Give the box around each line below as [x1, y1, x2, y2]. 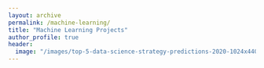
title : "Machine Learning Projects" [8, 26, 128, 34]
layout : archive [8, 11, 61, 20]
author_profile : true [8, 33, 79, 41]
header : [8, 41, 34, 48]
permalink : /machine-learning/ [8, 19, 111, 27]
